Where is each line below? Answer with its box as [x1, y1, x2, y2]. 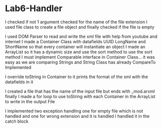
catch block [5, 118, 29, 124]
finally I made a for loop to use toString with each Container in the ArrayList [5, 93, 156, 99]
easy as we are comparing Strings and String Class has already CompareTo [5, 59, 156, 65]
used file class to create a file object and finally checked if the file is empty [5, 24, 155, 30]
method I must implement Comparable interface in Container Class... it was [5, 54, 155, 60]
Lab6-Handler [5, 3, 63, 14]
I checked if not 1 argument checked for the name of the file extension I [5, 19, 148, 25]
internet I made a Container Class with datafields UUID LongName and [5, 38, 146, 44]
